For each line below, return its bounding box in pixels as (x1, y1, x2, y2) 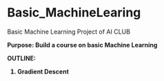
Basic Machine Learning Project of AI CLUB (7, 27, 131, 36)
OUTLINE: (7, 54, 37, 62)
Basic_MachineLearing (7, 5, 141, 21)
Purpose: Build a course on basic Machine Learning (7, 40, 158, 49)
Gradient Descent (17, 67, 69, 76)
